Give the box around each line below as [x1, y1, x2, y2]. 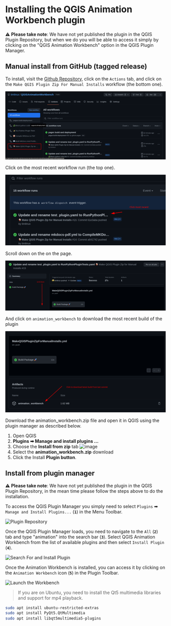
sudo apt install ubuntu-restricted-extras [5, 605, 99, 610]
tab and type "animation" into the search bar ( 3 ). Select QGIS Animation [5, 533, 155, 540]
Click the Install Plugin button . [12, 454, 77, 460]
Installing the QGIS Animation [5, 4, 132, 15]
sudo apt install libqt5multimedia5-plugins [5, 616, 101, 621]
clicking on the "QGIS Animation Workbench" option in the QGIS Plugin [5, 42, 154, 48]
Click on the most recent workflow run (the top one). [5, 164, 116, 170]
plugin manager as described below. [5, 422, 81, 429]
